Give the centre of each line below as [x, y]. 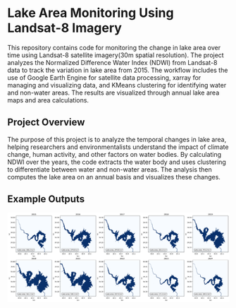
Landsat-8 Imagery [64, 28]
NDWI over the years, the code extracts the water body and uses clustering [117, 162]
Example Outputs [46, 199]
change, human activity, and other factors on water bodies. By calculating [114, 154]
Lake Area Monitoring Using [91, 13]
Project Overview [46, 123]
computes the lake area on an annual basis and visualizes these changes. [114, 177]
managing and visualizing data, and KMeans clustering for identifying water [117, 85]
